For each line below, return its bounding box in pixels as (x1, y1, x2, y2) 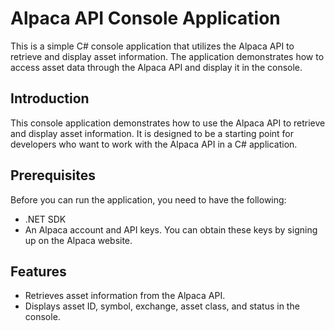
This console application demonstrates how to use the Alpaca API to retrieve (10, 117, 326, 129)
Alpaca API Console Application (10, 7, 281, 30)
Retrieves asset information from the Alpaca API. (24, 290, 226, 302)
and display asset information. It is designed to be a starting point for (10, 127, 295, 139)
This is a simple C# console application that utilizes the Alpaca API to (10, 40, 295, 52)
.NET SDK (24, 213, 67, 225)
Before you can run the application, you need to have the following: (10, 193, 287, 206)
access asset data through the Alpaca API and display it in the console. (10, 61, 303, 73)
